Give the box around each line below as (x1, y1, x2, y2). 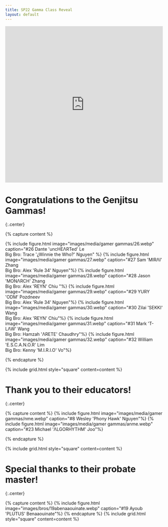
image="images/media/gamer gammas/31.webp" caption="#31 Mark (5, 321, 147, 327)
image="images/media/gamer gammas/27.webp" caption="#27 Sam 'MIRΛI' (5, 257, 162, 263)
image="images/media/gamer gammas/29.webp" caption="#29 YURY (5, 289, 150, 295)
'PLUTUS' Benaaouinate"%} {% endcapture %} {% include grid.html (5, 511, 146, 517)
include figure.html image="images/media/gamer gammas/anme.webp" (5, 421, 153, 427)
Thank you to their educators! (5, 384, 131, 395)
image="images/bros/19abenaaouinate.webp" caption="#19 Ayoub (5, 505, 143, 511)
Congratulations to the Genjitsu (5, 194, 138, 206)
